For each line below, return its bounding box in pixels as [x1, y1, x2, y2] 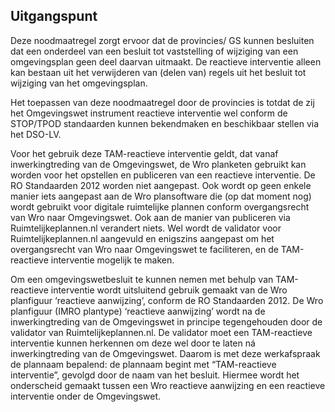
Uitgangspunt [10, 8, 98, 25]
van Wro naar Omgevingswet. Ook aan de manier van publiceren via [10, 211, 291, 223]
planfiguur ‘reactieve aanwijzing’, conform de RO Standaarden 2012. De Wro [10, 294, 324, 306]
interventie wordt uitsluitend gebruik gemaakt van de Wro [50, 284, 288, 296]
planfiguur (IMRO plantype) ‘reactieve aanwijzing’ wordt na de [10, 305, 266, 317]
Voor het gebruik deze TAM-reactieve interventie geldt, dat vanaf [10, 147, 279, 159]
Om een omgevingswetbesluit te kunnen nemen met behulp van [10, 273, 274, 285]
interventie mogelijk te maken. [50, 254, 175, 266]
